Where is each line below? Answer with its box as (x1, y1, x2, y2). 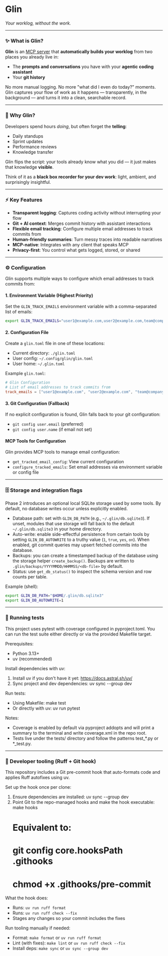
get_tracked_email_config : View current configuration (12, 459, 124, 465)
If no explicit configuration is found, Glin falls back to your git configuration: (5, 412, 161, 418)
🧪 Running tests (5, 614, 44, 621)
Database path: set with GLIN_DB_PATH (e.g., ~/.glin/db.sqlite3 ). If (12, 515, 150, 521)
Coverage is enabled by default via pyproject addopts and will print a (12, 725, 154, 731)
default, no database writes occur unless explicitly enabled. (5, 505, 128, 511)
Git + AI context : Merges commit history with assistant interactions (12, 220, 151, 226)
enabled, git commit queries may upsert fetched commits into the (12, 542, 147, 548)
